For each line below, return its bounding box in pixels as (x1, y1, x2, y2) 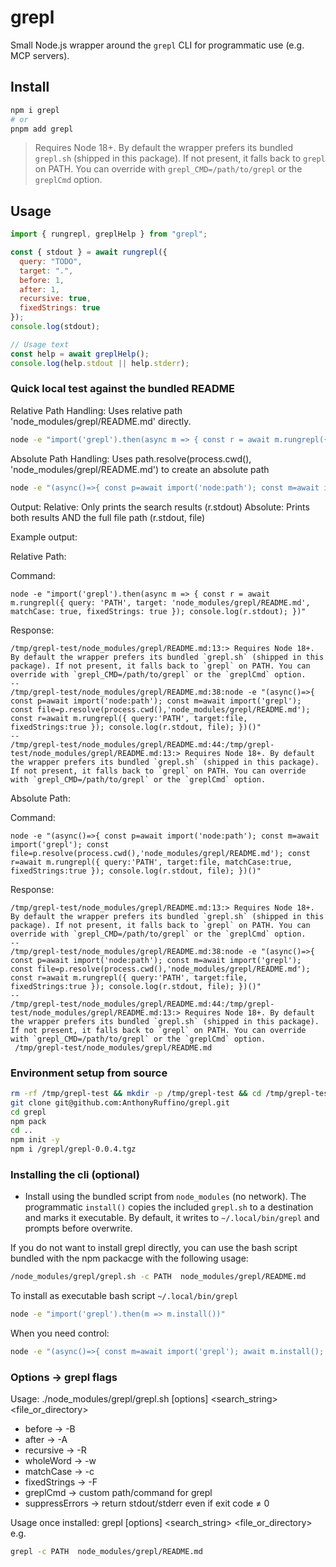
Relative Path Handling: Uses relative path (10, 404, 183, 416)
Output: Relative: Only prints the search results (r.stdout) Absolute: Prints (10, 501, 310, 513)
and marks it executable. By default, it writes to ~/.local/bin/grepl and (24, 1212, 320, 1224)
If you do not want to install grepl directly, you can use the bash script (10, 1242, 298, 1254)
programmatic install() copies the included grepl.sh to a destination (24, 1201, 314, 1213)
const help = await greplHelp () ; (10, 349, 150, 359)
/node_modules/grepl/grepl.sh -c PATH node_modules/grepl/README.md (10, 1272, 307, 1282)
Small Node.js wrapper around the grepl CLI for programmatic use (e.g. (10, 39, 305, 51)
